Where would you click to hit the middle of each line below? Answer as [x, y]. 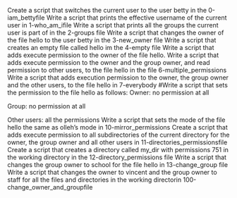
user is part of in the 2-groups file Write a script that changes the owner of [116, 32]
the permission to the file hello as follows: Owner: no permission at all [108, 92]
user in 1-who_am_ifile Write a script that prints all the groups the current [113, 25]
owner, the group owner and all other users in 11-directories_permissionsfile [117, 142]
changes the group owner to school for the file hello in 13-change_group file [117, 165]
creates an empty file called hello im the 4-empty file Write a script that [111, 48]
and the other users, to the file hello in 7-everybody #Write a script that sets [117, 85]
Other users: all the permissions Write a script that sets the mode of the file [116, 120]
